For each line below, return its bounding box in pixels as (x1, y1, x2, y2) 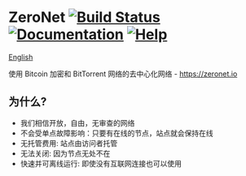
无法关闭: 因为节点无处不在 (20, 148, 111, 158)
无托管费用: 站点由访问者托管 (20, 138, 118, 148)
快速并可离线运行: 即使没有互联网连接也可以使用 (20, 158, 182, 168)
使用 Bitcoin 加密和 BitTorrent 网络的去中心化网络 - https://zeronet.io (8, 69, 238, 79)
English (8, 52, 33, 62)
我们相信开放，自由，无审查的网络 (20, 118, 135, 127)
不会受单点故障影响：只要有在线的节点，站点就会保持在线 (20, 128, 213, 138)
